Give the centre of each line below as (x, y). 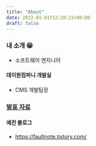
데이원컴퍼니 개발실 (29, 75)
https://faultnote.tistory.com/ (51, 137)
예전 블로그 (19, 123)
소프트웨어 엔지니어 (38, 60)
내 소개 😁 (20, 46)
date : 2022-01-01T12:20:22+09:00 (48, 18)
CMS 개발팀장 (32, 89)
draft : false (23, 23)
